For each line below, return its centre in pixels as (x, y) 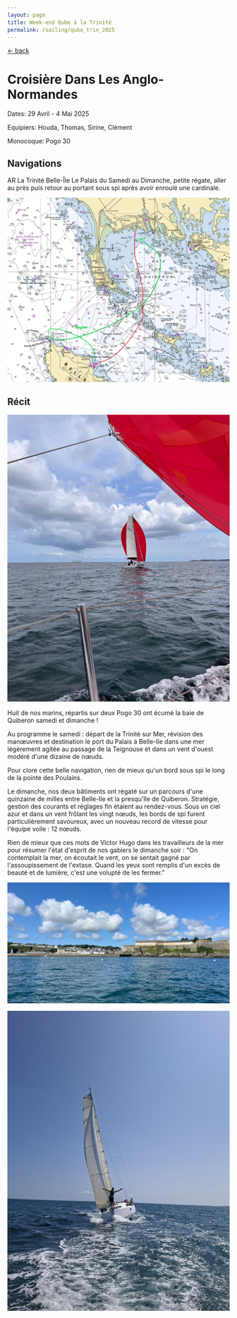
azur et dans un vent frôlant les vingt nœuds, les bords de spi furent (106, 814)
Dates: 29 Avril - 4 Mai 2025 (48, 114)
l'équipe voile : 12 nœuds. (45, 829)
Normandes (43, 94)
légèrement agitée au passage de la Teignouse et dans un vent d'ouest (110, 749)
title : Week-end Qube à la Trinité (60, 22)
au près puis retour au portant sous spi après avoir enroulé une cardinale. (114, 188)
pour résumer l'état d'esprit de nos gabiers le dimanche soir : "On (103, 850)
